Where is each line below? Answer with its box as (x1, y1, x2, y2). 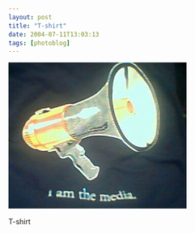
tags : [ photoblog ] (8, 39, 70, 47)
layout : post (8, 13, 53, 21)
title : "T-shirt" (8, 21, 67, 30)
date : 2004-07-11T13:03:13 (8, 30, 100, 38)
